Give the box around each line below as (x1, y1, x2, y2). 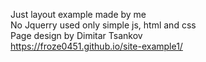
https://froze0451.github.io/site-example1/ (10, 40, 183, 52)
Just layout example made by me (10, 9, 147, 20)
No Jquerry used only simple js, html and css (10, 19, 197, 31)
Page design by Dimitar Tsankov (10, 30, 143, 41)
